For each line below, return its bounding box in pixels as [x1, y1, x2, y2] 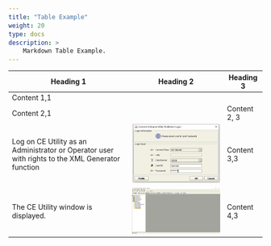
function [11, 162, 40, 173]
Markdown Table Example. [23, 47, 106, 56]
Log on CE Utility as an [11, 137, 87, 147]
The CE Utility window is [11, 202, 93, 212]
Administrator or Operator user [11, 145, 115, 155]
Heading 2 [158, 77, 194, 86]
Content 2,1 [11, 108, 52, 118]
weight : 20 [8, 21, 45, 30]
